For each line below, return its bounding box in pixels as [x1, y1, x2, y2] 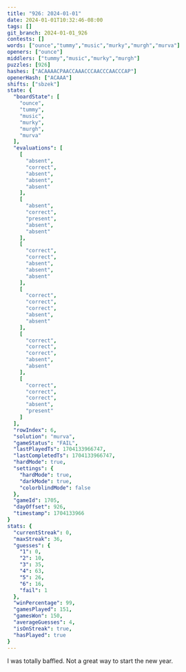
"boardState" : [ [13, 94, 60, 101]
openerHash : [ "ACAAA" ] [7, 74, 72, 81]
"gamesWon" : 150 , [13, 613, 63, 620]
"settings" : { [13, 465, 54, 472]
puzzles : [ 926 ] [7, 61, 51, 68]
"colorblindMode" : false [19, 484, 91, 491]
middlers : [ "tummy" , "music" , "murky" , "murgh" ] [7, 55, 140, 62]
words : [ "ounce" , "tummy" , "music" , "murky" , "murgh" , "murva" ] [7, 42, 180, 49]
